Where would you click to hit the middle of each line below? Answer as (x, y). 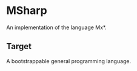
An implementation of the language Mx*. (57, 27)
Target (19, 46)
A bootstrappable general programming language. (69, 61)
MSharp (27, 11)
